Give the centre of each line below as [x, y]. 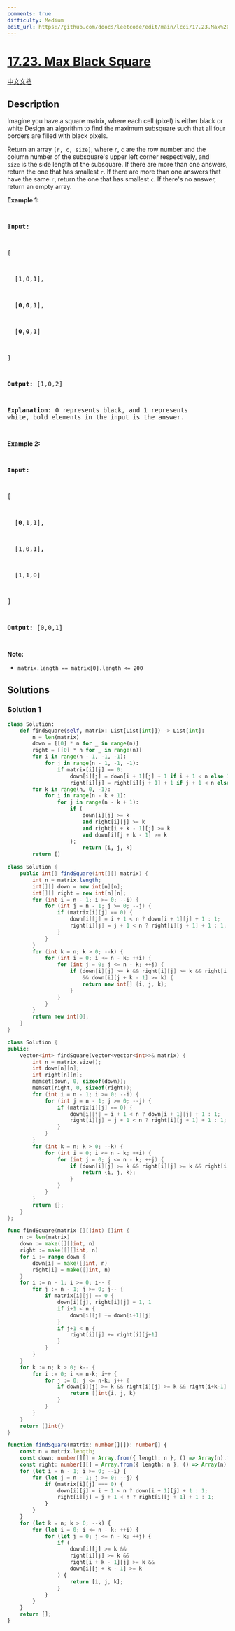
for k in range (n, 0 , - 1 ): [72, 789]
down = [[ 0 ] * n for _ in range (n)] [86, 744]
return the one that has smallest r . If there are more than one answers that [114, 171]
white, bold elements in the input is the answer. [96, 418]
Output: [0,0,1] [35, 628]
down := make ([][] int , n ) [58, 1244]
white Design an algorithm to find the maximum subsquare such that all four [116, 128]
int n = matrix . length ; [67, 880]
